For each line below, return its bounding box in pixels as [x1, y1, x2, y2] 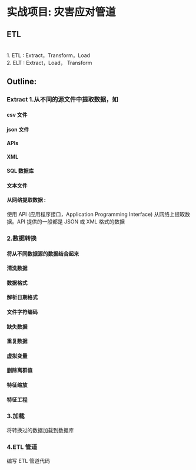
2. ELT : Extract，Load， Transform [6, 60, 92, 66]
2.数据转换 [6, 234, 37, 242]
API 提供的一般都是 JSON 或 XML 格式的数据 [16, 218, 125, 225]
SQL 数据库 [6, 167, 34, 175]
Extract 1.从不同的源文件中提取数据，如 [6, 96, 118, 104]
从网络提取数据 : [6, 196, 46, 203]
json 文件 [6, 126, 29, 133]
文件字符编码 [6, 308, 38, 315]
